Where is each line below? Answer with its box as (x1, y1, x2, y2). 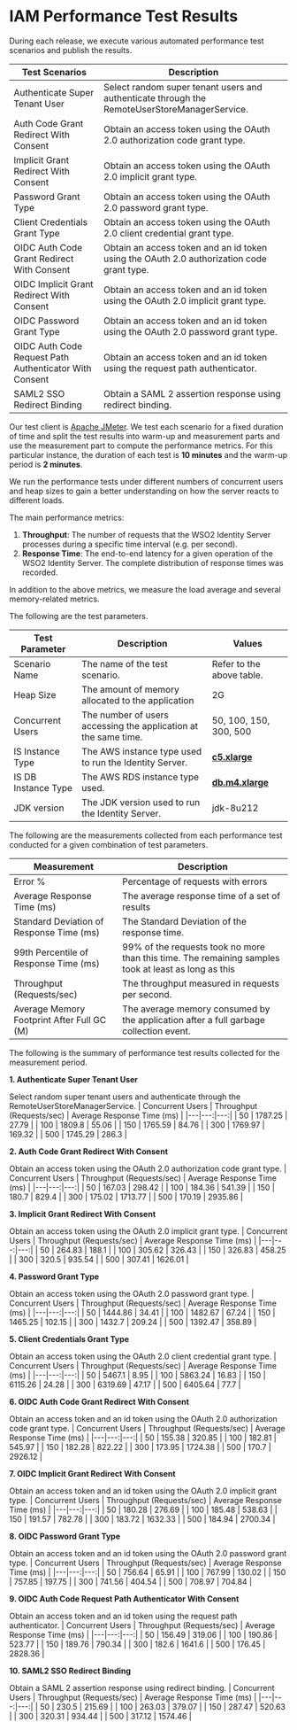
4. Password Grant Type (9, 1271, 100, 1282)
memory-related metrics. (9, 593, 100, 604)
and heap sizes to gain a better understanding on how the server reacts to (9, 485, 279, 496)
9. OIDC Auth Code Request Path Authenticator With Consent (9, 1593, 240, 1604)
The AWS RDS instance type (80, 771, 200, 783)
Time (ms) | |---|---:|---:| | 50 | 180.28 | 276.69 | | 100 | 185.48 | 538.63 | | (9, 1504, 278, 1515)
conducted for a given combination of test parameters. (9, 839, 209, 849)
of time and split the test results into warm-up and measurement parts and (9, 431, 280, 441)
